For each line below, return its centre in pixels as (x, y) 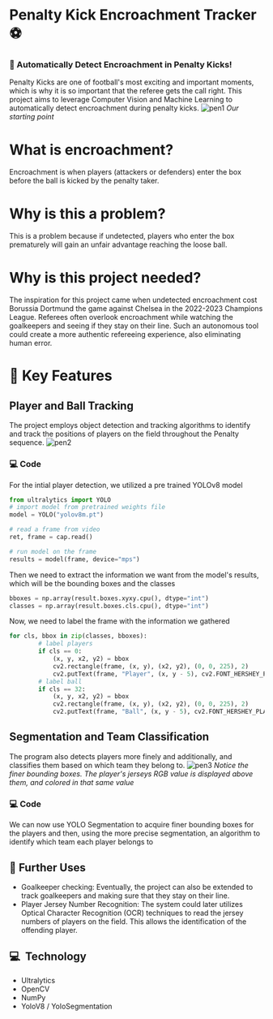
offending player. (49, 930)
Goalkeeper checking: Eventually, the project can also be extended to (137, 887)
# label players (66, 644)
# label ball (60, 681)
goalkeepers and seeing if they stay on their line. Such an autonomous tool (134, 326)
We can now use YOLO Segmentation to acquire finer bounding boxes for (132, 825)
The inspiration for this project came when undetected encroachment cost (133, 300)
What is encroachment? (92, 150)
